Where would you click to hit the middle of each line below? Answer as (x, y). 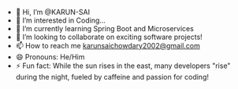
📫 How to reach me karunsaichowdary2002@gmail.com (108, 46)
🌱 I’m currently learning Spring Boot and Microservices (105, 28)
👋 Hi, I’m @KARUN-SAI (53, 12)
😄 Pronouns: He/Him (50, 57)
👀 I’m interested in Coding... (61, 20)
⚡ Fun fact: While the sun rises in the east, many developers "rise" (123, 66)
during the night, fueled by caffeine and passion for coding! (112, 77)
